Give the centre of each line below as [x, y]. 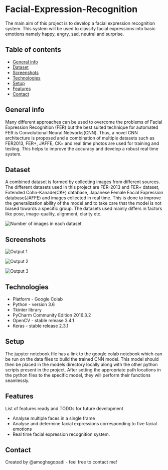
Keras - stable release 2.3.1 [40, 326]
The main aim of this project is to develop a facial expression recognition [80, 23]
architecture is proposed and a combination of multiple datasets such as [80, 138]
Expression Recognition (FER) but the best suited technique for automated [82, 127]
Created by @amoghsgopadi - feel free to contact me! [61, 462]
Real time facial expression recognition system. [61, 434]
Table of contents [33, 50]
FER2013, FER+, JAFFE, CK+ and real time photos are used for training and [82, 143]
